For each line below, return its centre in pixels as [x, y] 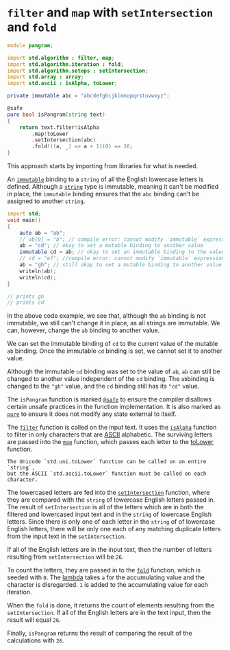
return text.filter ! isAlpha [59, 127]
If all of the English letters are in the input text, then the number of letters [110, 550]
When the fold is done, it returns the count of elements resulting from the [111, 605]
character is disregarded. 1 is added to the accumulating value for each [108, 585]
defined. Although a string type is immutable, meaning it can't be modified [113, 187]
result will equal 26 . [34, 620]
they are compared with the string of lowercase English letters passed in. [111, 500]
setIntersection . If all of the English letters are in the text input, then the [109, 613]
